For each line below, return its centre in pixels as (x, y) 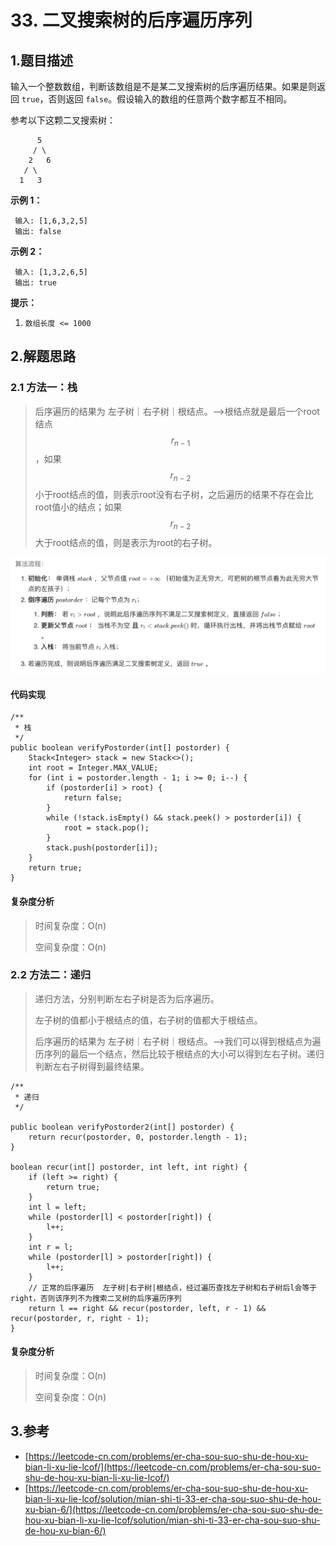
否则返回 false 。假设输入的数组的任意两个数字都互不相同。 (170, 99)
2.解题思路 (43, 356)
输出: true (35, 283)
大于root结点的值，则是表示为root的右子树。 (126, 543)
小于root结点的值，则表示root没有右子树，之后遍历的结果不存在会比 (174, 495)
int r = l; (51, 1247)
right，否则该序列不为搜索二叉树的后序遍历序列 (96, 1298)
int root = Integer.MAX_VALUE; (93, 768)
